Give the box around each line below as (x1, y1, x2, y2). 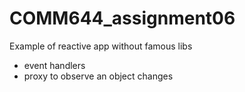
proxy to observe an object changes (23, 70, 174, 82)
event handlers (23, 59, 86, 71)
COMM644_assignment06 (9, 7, 236, 30)
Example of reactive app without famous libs (9, 40, 193, 52)
